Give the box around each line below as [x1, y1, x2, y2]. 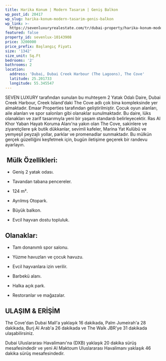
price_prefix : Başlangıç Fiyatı [5, 44, 72, 49]
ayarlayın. [5, 141, 25, 147]
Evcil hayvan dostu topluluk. [12, 217, 70, 223]
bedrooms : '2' [5, 58, 35, 63]
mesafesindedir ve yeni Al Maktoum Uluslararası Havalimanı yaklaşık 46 [5, 345, 151, 351]
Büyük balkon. [12, 207, 42, 213]
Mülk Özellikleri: [6, 156, 58, 165]
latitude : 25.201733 [9, 76, 52, 81]
